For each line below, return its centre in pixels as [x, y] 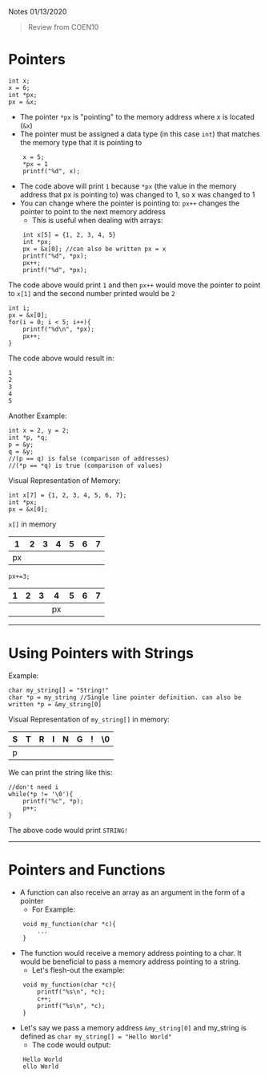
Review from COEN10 [63, 27]
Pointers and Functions [87, 870]
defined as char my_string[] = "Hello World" [96, 1036]
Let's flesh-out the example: [78, 969]
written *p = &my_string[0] [55, 704]
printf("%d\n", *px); [58, 329]
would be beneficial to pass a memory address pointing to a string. [130, 961]
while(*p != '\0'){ [41, 794]
